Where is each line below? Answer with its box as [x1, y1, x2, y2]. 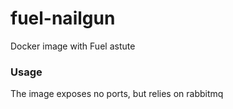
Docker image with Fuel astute [10, 40, 136, 52]
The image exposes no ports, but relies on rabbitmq [10, 88, 224, 100]
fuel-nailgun [10, 7, 116, 30]
